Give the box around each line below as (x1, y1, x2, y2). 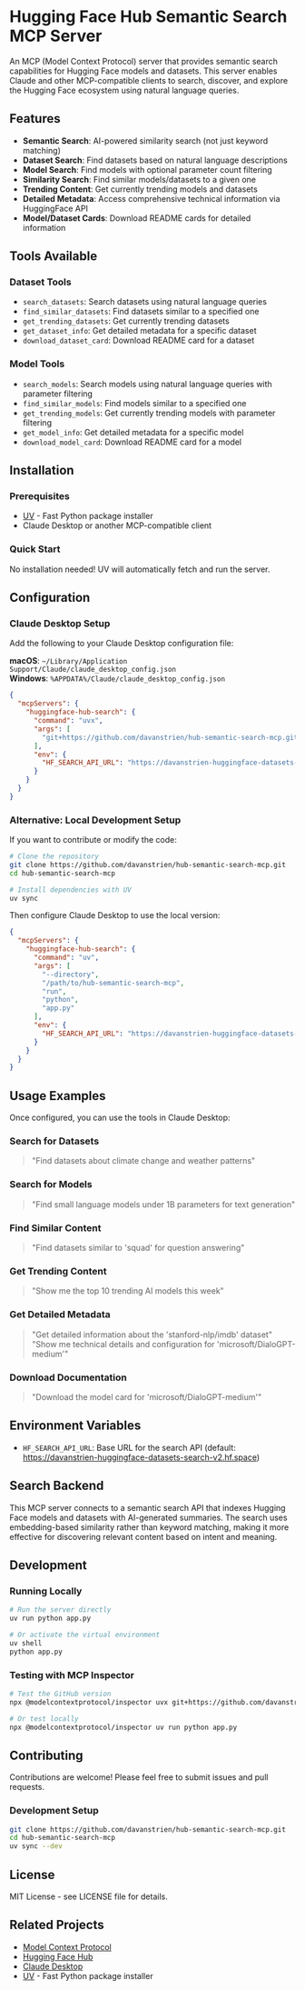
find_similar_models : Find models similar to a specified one (22, 397, 247, 408)
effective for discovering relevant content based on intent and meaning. (9, 1531, 278, 1542)
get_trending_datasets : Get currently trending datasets (22, 315, 230, 326)
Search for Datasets (9, 1135, 100, 1147)
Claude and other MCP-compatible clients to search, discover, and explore (9, 75, 289, 85)
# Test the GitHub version (9, 1689, 112, 1698)
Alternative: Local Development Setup (9, 814, 182, 826)
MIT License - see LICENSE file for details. (9, 1891, 168, 1902)
